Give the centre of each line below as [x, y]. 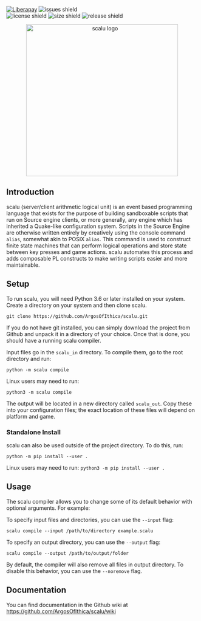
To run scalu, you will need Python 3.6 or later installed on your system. [96, 298]
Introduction [30, 192]
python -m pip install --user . [47, 456]
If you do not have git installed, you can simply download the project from [98, 328]
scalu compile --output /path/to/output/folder [68, 553]
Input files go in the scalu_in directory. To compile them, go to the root [95, 352]
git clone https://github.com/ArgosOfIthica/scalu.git [77, 316]
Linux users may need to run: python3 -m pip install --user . [86, 467]
